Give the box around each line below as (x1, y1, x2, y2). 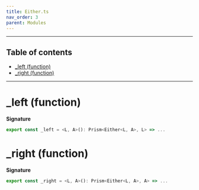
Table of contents (6, 47, 72, 57)
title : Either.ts (6, 8, 49, 15)
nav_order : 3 (6, 14, 38, 20)
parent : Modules (6, 20, 46, 26)
